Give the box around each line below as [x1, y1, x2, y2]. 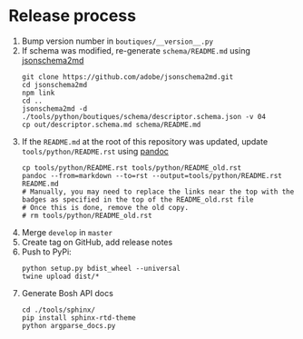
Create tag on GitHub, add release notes [21, 236, 173, 247]
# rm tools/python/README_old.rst [21, 211, 152, 220]
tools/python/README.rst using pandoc [21, 145, 170, 156]
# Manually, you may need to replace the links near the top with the [21, 187, 295, 196]
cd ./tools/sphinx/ [21, 305, 96, 314]
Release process [8, 5, 137, 26]
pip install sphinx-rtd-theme [21, 313, 137, 323]
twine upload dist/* [21, 272, 100, 281]
